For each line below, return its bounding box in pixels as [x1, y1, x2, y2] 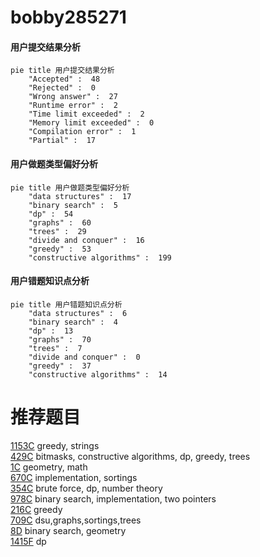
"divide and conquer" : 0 [28, 352, 141, 362]
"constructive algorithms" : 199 [28, 252, 172, 263]
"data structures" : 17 [28, 191, 132, 201]
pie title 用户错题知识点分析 [10, 299, 123, 310]
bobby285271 [10, 6, 127, 29]
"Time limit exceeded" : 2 [28, 109, 145, 120]
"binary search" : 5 [28, 200, 118, 210]
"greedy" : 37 [28, 361, 92, 371]
